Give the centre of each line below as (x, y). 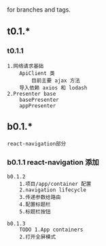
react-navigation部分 (37, 143)
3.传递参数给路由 (40, 197)
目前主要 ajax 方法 (56, 81)
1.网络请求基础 (25, 66)
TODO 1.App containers (51, 230)
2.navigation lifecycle (53, 190)
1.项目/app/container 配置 (55, 184)
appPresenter (38, 106)
